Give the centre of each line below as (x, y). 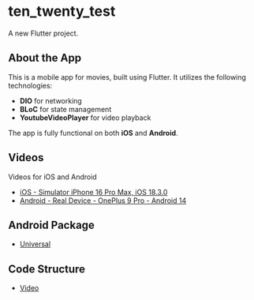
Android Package (51, 225)
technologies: (30, 85)
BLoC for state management (65, 109)
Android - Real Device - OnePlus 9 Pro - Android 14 (103, 201)
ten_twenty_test (62, 11)
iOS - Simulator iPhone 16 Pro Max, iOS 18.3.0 (93, 192)
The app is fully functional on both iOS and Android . (93, 133)
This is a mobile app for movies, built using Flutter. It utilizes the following (127, 77)
